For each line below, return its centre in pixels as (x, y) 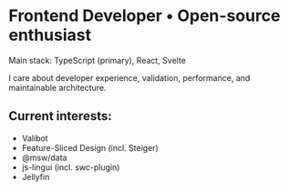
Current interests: (60, 116)
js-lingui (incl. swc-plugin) (71, 167)
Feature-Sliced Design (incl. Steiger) (90, 147)
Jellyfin (36, 176)
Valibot (35, 138)
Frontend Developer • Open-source (144, 16)
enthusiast (50, 35)
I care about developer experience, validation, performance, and (129, 77)
